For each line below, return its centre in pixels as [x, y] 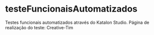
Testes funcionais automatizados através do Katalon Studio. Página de [77, 22]
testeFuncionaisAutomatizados [71, 9]
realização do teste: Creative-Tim [39, 27]
